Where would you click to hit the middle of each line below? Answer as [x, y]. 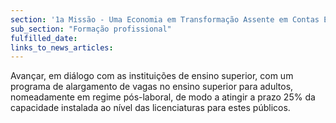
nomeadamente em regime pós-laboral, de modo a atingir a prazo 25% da [163, 97]
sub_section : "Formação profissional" [91, 29]
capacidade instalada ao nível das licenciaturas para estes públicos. [150, 108]
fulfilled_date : [44, 38]
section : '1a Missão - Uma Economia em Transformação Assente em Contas [165, 19]
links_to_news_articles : [62, 47]
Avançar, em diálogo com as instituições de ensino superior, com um [152, 76]
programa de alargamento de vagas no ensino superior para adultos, [152, 87]
